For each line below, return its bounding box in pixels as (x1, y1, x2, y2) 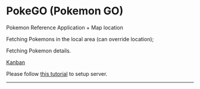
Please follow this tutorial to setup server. (6, 70, 108, 77)
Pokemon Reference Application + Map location (6, 24, 123, 31)
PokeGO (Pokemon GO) (6, 4, 124, 18)
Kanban (6, 59, 26, 66)
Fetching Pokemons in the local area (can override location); (6, 35, 154, 42)
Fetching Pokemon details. (6, 47, 71, 54)
